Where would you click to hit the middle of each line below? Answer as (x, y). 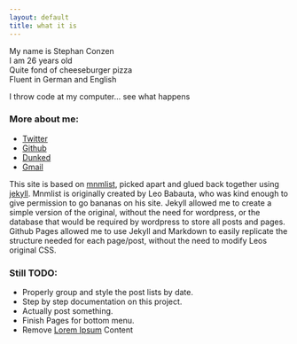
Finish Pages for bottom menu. (78, 321)
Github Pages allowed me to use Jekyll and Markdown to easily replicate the (148, 231)
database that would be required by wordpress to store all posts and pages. (147, 222)
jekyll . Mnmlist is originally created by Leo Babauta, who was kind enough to (148, 193)
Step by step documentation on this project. (102, 301)
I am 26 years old (41, 60)
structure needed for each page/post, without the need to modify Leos (138, 240)
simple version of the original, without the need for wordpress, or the (135, 212)
